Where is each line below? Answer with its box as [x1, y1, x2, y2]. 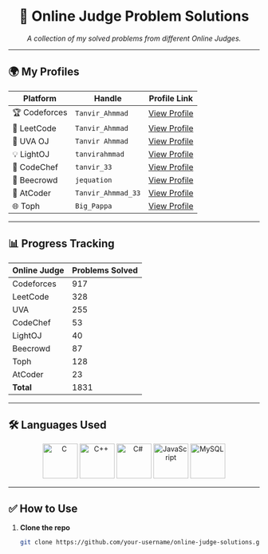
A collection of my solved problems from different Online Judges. [26, 33, 242, 43]
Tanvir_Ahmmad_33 [75, 188, 141, 198]
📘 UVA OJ [12, 136, 49, 147]
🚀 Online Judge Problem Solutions [18, 7, 250, 26]
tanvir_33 [75, 163, 112, 171]
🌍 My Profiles [8, 65, 80, 79]
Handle [94, 92, 122, 104]
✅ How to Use [8, 501, 78, 515]
